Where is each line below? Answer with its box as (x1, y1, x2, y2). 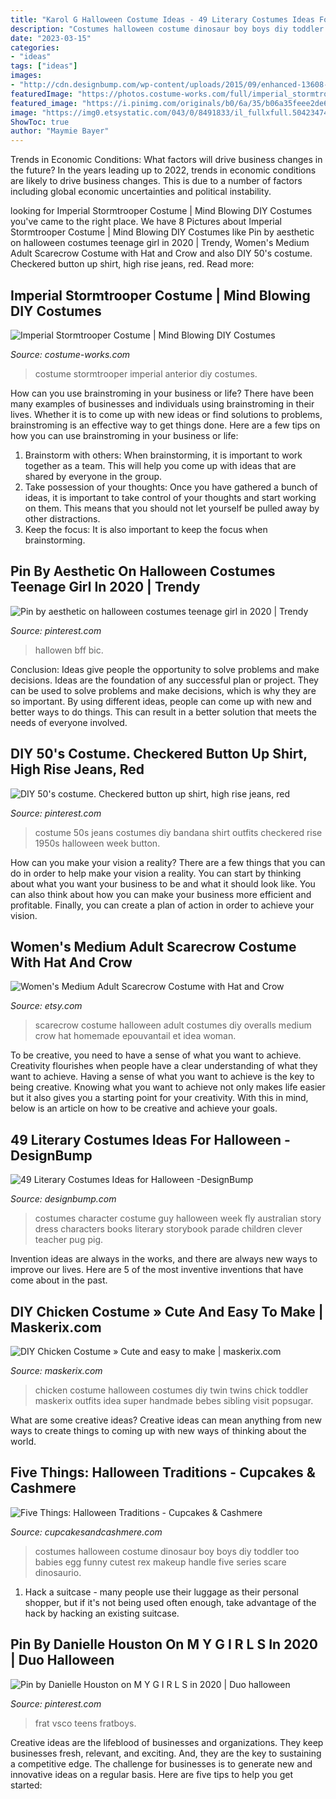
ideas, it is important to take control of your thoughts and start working (24, 491, 317, 503)
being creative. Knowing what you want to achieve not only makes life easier (10, 1081, 326, 1093)
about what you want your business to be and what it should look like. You (10, 877, 316, 890)
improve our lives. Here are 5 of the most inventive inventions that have (10, 1264, 304, 1276)
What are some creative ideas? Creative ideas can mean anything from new (10, 1414, 322, 1426)
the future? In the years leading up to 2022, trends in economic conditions (10, 164, 317, 176)
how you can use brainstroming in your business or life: (10, 429, 239, 441)
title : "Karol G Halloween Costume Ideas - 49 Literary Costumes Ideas (10, 14, 315, 25)
